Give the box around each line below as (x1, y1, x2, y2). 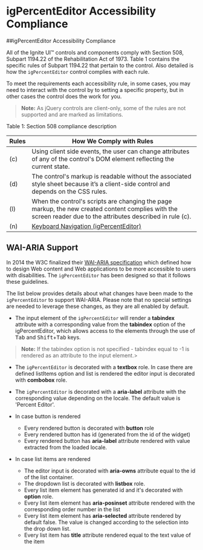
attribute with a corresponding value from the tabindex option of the (14, 321, 185, 328)
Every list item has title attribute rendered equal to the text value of (24, 531, 192, 539)
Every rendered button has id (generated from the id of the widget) (24, 431, 191, 438)
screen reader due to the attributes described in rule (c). (31, 212, 192, 220)
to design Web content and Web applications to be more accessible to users (6, 265, 196, 272)
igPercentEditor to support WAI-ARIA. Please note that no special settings (6, 296, 192, 303)
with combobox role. (14, 376, 68, 384)
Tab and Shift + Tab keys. (14, 333, 81, 341)
